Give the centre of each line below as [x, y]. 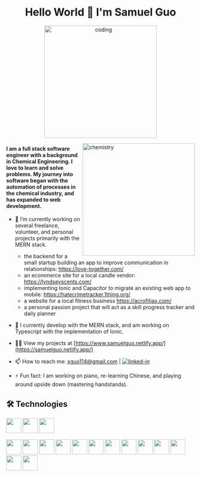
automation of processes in [41, 187]
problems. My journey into [40, 174]
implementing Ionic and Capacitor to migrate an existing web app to [107, 288]
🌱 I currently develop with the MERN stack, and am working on [92, 325]
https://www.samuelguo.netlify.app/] [121, 343]
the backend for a [45, 256]
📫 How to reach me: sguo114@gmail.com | [68, 361]
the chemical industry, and [40, 193]
